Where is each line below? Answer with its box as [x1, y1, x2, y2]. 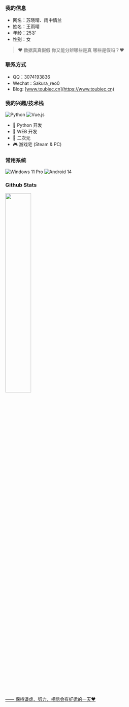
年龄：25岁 [12, 30, 37, 36]
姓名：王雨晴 [12, 23, 40, 30]
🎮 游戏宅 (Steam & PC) [12, 141, 62, 147]
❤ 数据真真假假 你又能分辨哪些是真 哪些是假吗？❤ [17, 47, 124, 53]
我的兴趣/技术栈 [5, 100, 44, 107]
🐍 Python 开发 [12, 122, 42, 128]
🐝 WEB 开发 [12, 128, 38, 134]
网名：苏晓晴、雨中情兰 [12, 17, 62, 23]
